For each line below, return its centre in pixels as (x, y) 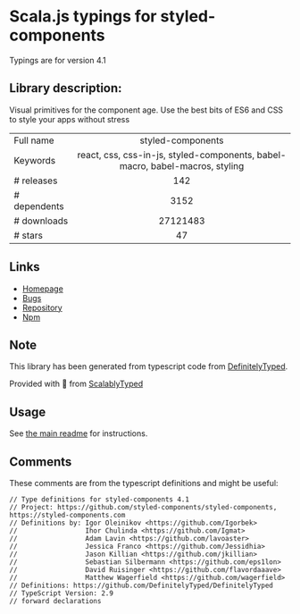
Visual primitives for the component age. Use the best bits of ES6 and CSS (146, 110)
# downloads (41, 221)
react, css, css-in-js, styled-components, (166, 155)
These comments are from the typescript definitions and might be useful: (144, 483)
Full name (34, 140)
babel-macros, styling (197, 165)
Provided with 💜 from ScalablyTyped (76, 384)
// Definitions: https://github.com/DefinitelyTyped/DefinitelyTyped (142, 585)
